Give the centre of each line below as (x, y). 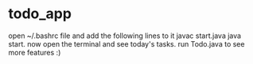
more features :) (35, 52)
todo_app (40, 14)
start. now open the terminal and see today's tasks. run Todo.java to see (127, 43)
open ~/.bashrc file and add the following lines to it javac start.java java (125, 36)
